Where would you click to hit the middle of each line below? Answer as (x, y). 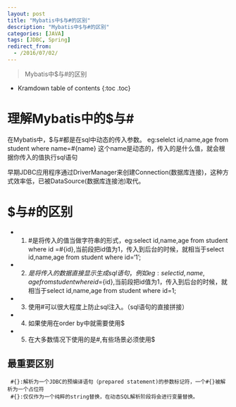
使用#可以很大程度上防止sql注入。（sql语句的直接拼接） (108, 306)
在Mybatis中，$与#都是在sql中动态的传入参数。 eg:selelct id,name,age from (118, 139)
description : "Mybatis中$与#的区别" (58, 27)
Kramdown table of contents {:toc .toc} (74, 88)
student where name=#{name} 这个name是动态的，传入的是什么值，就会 (113, 148)
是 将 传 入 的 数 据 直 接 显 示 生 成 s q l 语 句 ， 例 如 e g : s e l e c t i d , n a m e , (117, 273)
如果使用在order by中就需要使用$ (76, 323)
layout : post (26, 14)
